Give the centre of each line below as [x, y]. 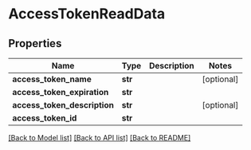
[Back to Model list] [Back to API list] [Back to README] [100, 138]
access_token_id [45, 118]
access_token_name [52, 79]
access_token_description [63, 105]
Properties [35, 43]
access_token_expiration [61, 92]
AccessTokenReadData [87, 14]
